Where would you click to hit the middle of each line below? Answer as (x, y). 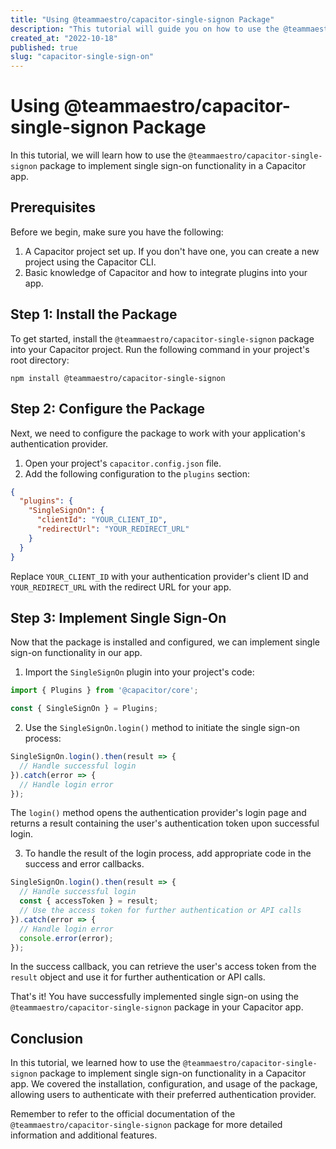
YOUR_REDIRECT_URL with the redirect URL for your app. (121, 587)
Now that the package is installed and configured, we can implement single (165, 642)
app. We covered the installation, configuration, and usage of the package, (164, 1084)
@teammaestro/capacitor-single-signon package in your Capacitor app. (157, 1007)
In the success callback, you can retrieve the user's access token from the (163, 967)
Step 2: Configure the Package (108, 409)
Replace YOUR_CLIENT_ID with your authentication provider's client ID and (159, 576)
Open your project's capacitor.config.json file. (123, 463)
